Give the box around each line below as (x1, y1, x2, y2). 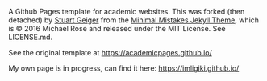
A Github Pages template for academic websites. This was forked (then (8, 7, 245, 16)
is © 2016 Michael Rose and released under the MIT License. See (8, 24, 226, 33)
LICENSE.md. (8, 32, 53, 42)
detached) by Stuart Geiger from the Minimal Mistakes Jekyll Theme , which (8, 15, 260, 25)
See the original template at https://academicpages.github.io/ (8, 48, 212, 57)
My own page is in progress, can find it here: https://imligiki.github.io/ (8, 63, 240, 73)
